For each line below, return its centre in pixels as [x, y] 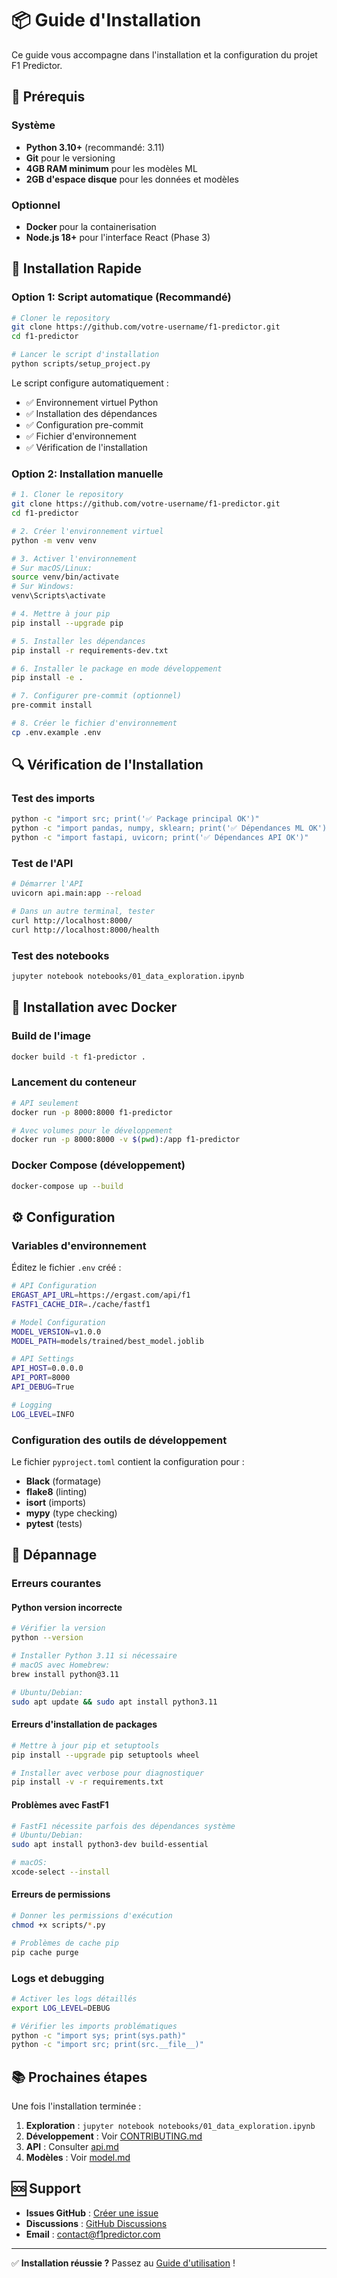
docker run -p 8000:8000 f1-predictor [92, 1112]
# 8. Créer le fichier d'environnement [94, 723]
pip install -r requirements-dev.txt [90, 650]
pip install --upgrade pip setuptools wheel [105, 1755]
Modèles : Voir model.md [78, 2158]
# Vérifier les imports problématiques [94, 2026]
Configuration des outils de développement [119, 1440]
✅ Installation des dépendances [91, 413]
